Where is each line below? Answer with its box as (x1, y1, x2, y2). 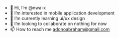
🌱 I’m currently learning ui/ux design (10, 15, 85, 21)
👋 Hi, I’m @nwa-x (10, 5, 46, 10)
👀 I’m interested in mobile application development (10, 10, 115, 16)
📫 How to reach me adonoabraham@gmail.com (10, 26, 110, 32)
